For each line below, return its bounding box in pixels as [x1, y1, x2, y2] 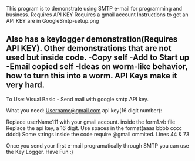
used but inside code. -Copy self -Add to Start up [6, 53, 190, 63]
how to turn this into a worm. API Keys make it [6, 71, 177, 81]
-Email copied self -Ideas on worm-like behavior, [6, 61, 188, 72]
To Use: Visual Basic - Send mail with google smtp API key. [6, 95, 149, 102]
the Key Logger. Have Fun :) [6, 148, 73, 155]
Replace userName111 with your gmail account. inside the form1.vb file [6, 118, 176, 125]
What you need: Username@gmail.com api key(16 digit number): [6, 107, 163, 114]
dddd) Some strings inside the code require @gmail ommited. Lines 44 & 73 [6, 131, 190, 138]
